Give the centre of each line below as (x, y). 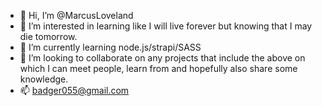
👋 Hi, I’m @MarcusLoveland (76, 15)
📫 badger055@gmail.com (74, 90)
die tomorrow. (48, 36)
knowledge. (44, 79)
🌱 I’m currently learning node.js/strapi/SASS (110, 47)
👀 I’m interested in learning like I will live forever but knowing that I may (166, 26)
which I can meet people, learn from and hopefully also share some (158, 68)
